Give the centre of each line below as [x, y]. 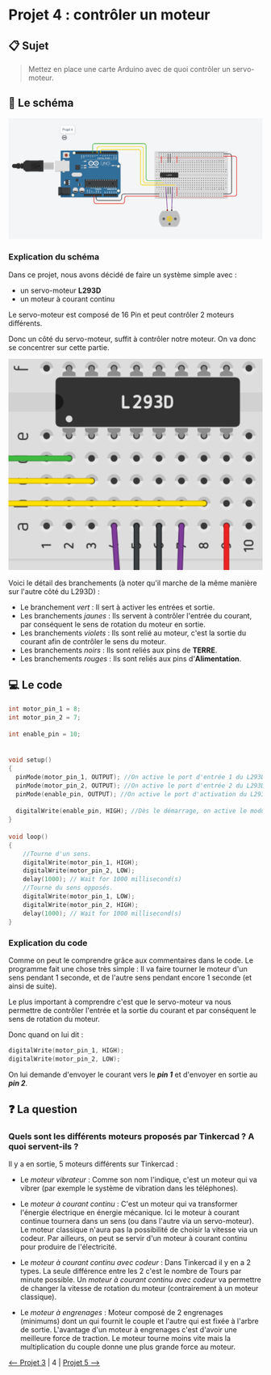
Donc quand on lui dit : [46, 1034]
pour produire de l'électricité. [68, 1247]
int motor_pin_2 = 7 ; [45, 717]
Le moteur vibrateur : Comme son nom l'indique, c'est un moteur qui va [139, 1180]
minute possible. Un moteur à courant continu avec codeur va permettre [141, 1280]
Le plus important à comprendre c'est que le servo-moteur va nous [120, 1002]
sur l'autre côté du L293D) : [54, 592]
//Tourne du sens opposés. [68, 888]
